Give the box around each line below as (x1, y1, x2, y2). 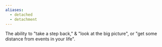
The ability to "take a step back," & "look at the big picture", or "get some (5, 31, 157, 37)
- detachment (10, 17, 37, 22)
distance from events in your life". (5, 36, 75, 42)
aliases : (5, 7, 24, 13)
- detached (10, 12, 33, 17)
